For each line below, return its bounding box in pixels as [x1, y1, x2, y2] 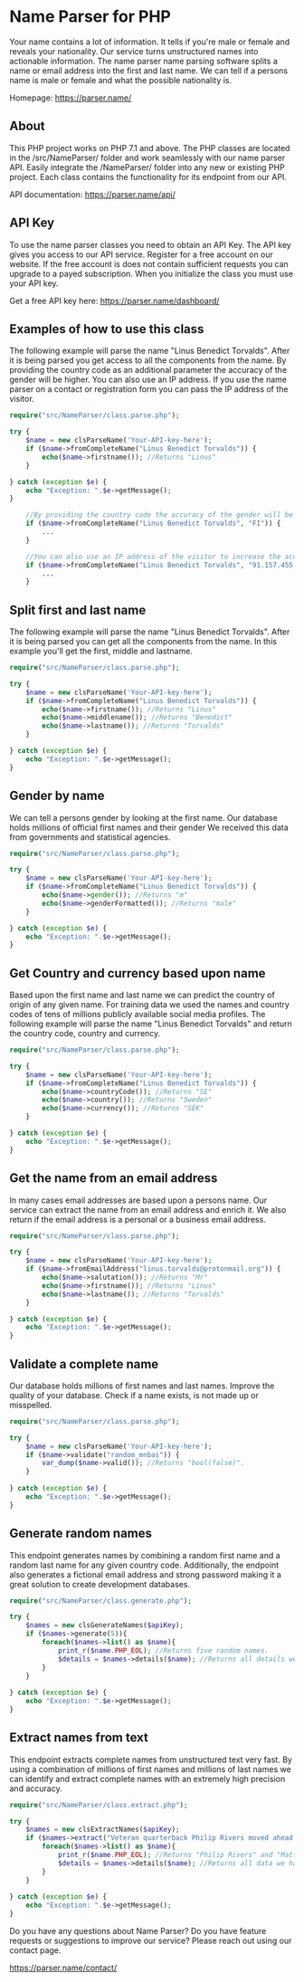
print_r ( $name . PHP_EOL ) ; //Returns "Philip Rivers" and [57, 1851, 273, 1860]
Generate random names [9, 1526, 152, 1541]
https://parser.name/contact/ [9, 1962, 118, 1974]
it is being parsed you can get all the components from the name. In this [9, 636, 278, 647]
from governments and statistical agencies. [9, 831, 171, 843]
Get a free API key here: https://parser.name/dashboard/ [9, 295, 220, 306]
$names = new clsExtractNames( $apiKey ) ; [25, 1825, 180, 1834]
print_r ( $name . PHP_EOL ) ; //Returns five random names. [57, 1645, 270, 1655]
